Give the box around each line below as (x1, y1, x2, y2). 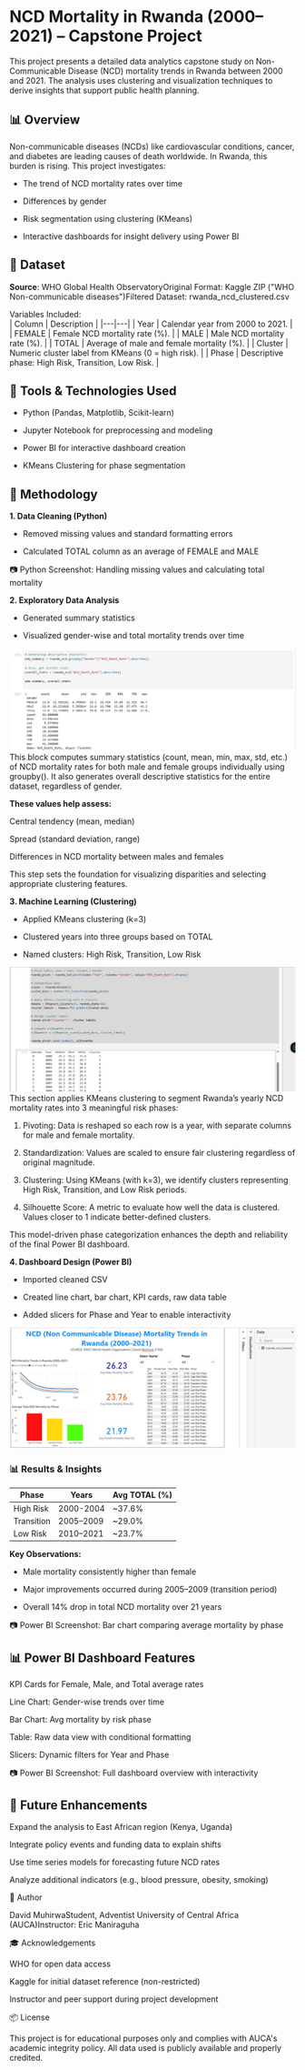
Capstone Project (68, 25, 202, 46)
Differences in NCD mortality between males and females (9, 850, 224, 861)
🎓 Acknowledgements (9, 1937, 96, 1948)
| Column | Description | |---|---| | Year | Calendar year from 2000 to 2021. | (9, 318, 293, 329)
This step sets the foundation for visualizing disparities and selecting (9, 869, 267, 879)
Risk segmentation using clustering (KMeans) (22, 213, 193, 224)
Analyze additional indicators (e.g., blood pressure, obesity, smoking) (9, 1874, 270, 1885)
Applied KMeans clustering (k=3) (22, 913, 147, 924)
